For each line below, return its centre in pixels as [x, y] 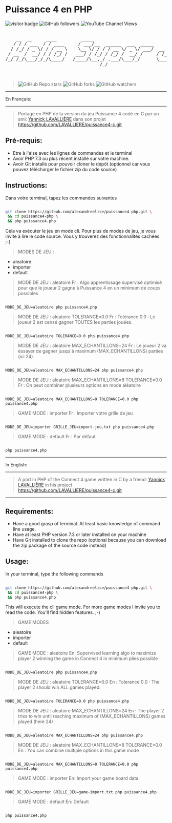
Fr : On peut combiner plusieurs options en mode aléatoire [79, 385]
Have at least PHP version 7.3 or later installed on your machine [80, 534]
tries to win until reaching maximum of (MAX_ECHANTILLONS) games [92, 716]
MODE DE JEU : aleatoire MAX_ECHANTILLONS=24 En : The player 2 [91, 711]
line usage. [24, 529]
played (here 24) [35, 722]
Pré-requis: [24, 141]
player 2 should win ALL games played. [59, 687]
